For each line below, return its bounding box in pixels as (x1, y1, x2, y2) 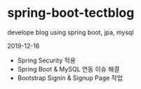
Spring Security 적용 (17, 56, 76, 64)
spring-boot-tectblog (7, 5, 135, 21)
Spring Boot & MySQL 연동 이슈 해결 (17, 64, 120, 73)
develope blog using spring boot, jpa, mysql (7, 28, 135, 36)
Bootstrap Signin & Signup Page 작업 (17, 74, 123, 82)
